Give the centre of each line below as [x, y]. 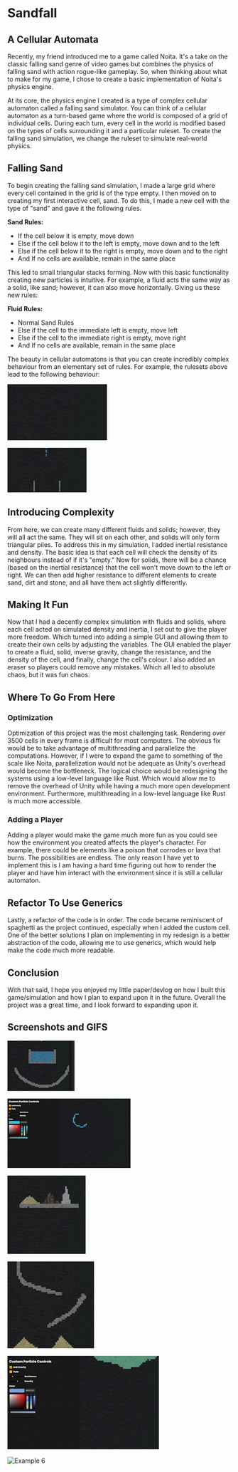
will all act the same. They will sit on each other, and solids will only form [114, 537]
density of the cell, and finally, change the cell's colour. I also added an [111, 659]
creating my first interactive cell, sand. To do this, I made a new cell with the [118, 200]
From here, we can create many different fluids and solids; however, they [114, 529]
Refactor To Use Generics [65, 903]
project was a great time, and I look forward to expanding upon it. [103, 1005]
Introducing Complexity [61, 512]
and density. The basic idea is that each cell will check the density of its [113, 552]
